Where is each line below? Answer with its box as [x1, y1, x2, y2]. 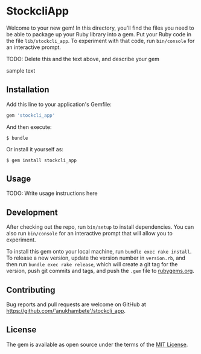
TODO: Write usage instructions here [6, 189, 98, 197]
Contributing [6, 284, 56, 295]
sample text [6, 67, 36, 74]
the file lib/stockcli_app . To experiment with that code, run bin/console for [6, 37, 195, 44]
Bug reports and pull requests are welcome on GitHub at [6, 301, 147, 308]
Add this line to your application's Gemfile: [6, 100, 112, 108]
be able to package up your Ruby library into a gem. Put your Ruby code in [6, 30, 192, 38]
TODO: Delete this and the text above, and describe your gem [6, 55, 160, 62]
